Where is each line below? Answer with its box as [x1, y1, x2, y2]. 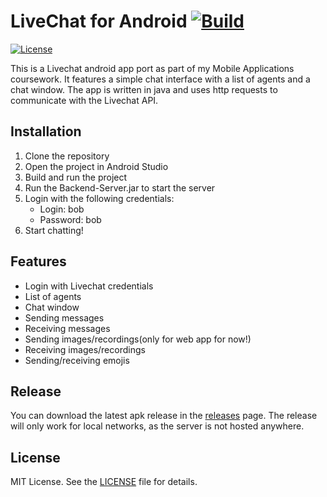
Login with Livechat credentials [24, 280, 154, 292]
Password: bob [39, 213, 102, 225]
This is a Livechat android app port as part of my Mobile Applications [10, 62, 295, 74]
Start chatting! [24, 224, 84, 236]
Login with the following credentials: [24, 192, 175, 204]
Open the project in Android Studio [24, 160, 169, 172]
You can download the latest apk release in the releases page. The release [10, 410, 318, 422]
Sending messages [24, 311, 105, 324]
